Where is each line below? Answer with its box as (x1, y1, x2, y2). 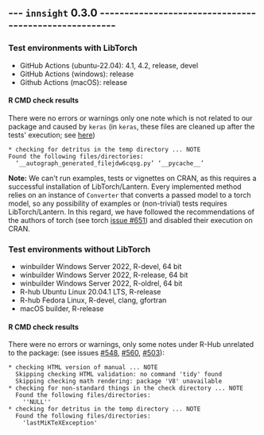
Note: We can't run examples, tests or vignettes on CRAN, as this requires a (8, 173, 257, 183)
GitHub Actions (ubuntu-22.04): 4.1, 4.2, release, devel (19, 60, 199, 70)
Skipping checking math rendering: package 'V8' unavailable (15, 377, 223, 386)
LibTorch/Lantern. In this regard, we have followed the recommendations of (8, 206, 255, 217)
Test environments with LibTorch (8, 43, 138, 54)
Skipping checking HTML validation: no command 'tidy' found (15, 371, 223, 379)
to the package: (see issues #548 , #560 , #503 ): (8, 348, 165, 358)
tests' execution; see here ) (8, 130, 95, 140)
